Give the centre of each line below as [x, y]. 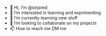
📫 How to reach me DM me [38, 28]
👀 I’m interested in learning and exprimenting [55, 13]
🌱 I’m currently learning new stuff [44, 18]
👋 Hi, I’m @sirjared [29, 8]
